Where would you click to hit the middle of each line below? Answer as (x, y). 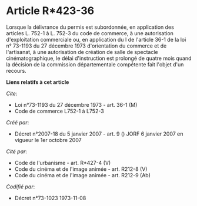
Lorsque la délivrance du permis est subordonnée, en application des (90, 27)
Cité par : (17, 151)
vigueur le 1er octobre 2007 (48, 140)
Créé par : (18, 122)
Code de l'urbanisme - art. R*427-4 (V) (63, 163)
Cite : (12, 93)
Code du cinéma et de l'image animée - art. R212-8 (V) (81, 169)
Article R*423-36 (50, 11)
